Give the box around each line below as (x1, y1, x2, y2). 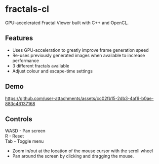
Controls (5, 115, 33, 123)
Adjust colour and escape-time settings (12, 68, 93, 74)
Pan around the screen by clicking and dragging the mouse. (12, 153, 134, 159)
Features (5, 34, 33, 42)
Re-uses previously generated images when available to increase (12, 52, 145, 58)
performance (12, 58, 40, 64)
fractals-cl (5, 3, 49, 15)
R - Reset (5, 133, 24, 139)
